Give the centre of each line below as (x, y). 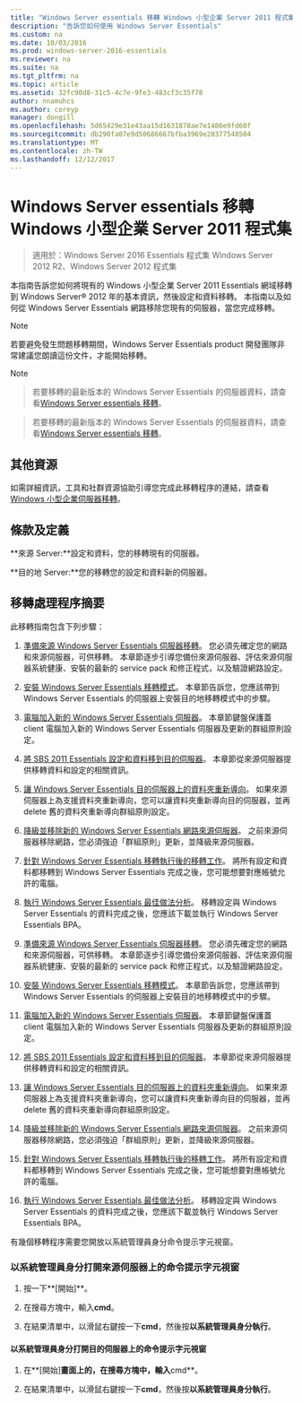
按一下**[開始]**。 (58, 1288)
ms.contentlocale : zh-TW (56, 151)
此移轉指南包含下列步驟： (57, 626)
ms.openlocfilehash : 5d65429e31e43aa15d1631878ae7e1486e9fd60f (131, 126)
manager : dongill (43, 117)
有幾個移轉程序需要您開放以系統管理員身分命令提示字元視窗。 (124, 1242)
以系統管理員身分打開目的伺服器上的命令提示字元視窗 (108, 1348)
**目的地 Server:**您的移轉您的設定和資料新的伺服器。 (111, 572)
